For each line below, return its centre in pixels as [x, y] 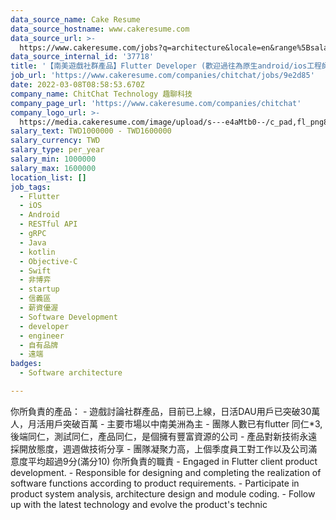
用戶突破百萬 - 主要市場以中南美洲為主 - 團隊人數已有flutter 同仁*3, [183, 423]
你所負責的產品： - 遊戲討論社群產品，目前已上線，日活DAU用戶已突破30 [161, 411]
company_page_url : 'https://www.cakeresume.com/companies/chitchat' [156, 103]
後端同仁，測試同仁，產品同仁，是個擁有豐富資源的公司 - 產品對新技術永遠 [164, 436]
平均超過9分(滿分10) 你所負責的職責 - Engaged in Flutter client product [172, 461]
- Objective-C [48, 261]
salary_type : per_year [57, 150]
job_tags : [31, 187]
